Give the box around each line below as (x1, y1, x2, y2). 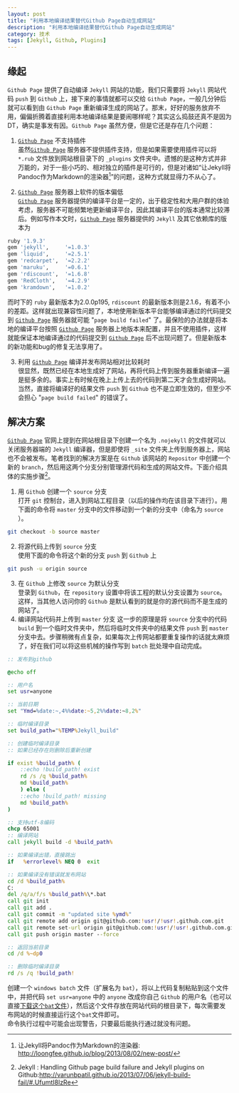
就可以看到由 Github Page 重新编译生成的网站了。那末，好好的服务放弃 (7, 103, 215, 111)
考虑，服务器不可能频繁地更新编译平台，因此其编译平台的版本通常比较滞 (17, 205, 230, 214)
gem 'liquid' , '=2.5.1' (7, 250, 91, 258)
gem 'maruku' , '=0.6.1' (7, 264, 91, 271)
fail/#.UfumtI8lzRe (17, 1078, 71, 1087)
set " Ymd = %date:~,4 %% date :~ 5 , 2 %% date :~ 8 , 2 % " (7, 708, 142, 715)
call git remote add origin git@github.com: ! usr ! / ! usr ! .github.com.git (7, 917, 224, 925)
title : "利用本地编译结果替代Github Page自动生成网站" (7, 17, 156, 24)
